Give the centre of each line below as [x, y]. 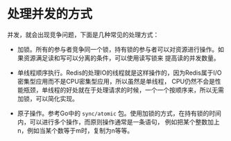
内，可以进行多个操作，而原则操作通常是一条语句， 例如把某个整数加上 [118, 122]
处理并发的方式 [50, 14]
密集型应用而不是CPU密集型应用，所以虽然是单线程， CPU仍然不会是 [116, 81]
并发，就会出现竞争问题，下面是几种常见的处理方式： [83, 35]
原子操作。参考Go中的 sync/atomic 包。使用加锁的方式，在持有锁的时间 [119, 113]
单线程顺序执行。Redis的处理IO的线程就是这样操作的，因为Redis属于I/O [119, 73]
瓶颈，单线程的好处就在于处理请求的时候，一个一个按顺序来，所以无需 [123, 90]
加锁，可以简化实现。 [48, 98]
